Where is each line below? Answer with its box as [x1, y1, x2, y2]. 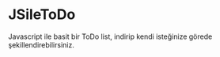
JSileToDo [8, 6, 76, 24]
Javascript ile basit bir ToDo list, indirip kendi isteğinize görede [8, 32, 213, 41]
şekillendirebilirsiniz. [8, 40, 75, 49]
